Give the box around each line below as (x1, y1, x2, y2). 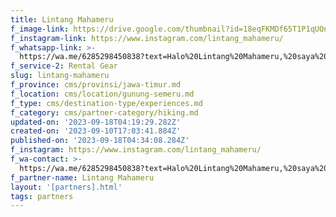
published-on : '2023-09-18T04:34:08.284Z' (10, 136, 190, 146)
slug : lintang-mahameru (10, 71, 110, 81)
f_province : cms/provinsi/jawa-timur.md (10, 80, 182, 90)
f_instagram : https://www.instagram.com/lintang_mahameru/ (10, 145, 262, 155)
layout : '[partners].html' (10, 182, 123, 192)
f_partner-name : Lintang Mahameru (10, 172, 155, 183)
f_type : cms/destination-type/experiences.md (10, 98, 203, 108)
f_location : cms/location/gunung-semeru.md (10, 89, 195, 99)
